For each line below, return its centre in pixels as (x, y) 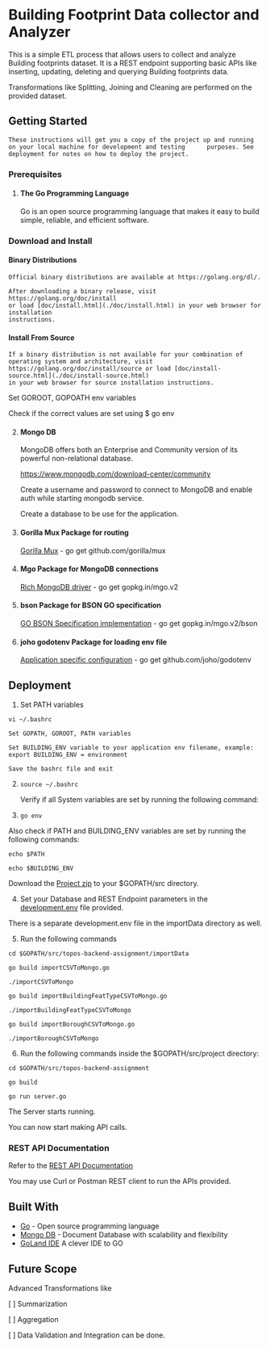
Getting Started (48, 122)
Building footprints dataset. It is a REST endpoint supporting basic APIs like (133, 63)
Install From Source (42, 338)
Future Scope (43, 1268)
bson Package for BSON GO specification (91, 605)
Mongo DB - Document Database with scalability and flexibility (124, 1235)
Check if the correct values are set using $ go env (91, 414)
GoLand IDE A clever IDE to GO (71, 1243)
